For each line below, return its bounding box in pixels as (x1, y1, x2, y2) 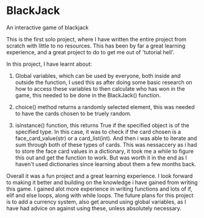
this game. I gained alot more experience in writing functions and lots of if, (6, 185, 193, 192)
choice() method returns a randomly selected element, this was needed (15, 103, 195, 110)
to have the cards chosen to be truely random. (15, 110, 132, 117)
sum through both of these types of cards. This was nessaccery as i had (15, 141, 197, 148)
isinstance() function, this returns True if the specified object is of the (15, 121, 190, 128)
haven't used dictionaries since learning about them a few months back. (15, 160, 197, 167)
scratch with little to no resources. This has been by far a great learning (6, 42, 186, 49)
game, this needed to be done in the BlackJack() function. (15, 91, 161, 99)
